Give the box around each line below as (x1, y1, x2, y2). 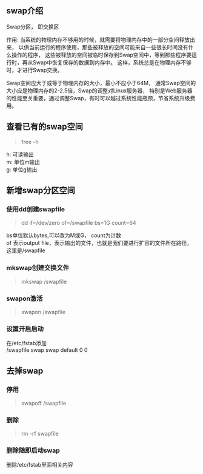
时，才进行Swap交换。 (6, 66, 63, 74)
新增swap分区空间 (6, 185, 75, 196)
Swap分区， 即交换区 (6, 23, 59, 30)
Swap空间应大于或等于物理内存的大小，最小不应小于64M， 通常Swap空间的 (6, 79, 196, 86)
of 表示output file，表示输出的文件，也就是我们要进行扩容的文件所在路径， (6, 239, 193, 247)
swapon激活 (6, 294, 43, 303)
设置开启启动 (6, 325, 44, 333)
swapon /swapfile (21, 308, 66, 315)
